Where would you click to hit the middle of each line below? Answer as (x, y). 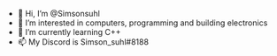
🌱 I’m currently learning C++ (69, 32)
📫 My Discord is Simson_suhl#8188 (83, 42)
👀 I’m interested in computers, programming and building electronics (142, 23)
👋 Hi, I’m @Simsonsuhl (58, 14)
